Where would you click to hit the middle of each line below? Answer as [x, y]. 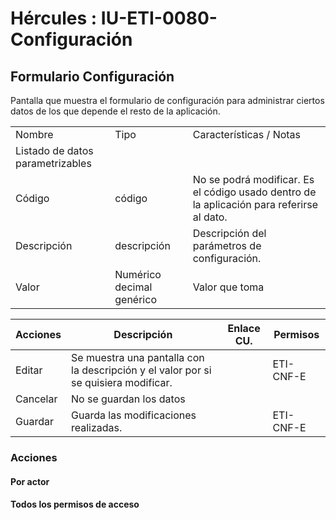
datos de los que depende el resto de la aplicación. [115, 111]
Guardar [34, 421]
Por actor [30, 481]
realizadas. [97, 427]
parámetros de [227, 245]
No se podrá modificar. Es [253, 179]
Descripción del [229, 233]
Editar [29, 370]
